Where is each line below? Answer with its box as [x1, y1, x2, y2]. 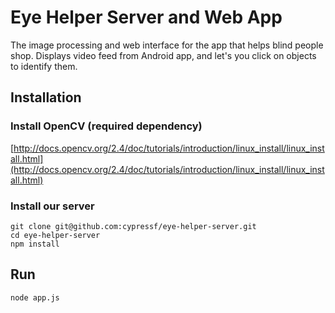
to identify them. [10, 60, 78, 72]
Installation [10, 89, 82, 106]
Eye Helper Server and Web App [10, 6, 283, 29]
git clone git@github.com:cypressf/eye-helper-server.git [10, 221, 257, 231]
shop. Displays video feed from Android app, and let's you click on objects [10, 49, 317, 61]
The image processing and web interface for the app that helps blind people [10, 39, 324, 51]
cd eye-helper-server [10, 230, 101, 240]
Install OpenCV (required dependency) [10, 119, 203, 133]
